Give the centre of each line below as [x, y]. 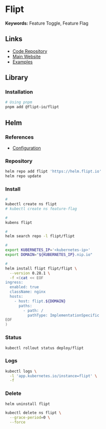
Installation [19, 92]
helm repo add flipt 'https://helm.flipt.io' [53, 171]
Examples [22, 62]
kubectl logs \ [21, 371]
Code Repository [30, 51]
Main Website [26, 56]
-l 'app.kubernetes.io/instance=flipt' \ [53, 376]
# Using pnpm [19, 102]
